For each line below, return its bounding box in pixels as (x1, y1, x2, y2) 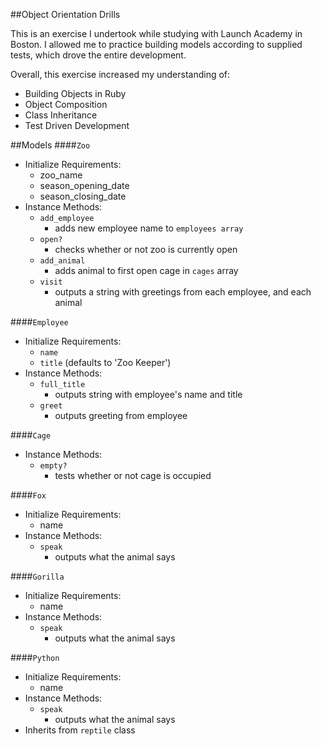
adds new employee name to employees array (54, 222, 244, 234)
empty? (39, 461, 68, 471)
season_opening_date (39, 180, 130, 191)
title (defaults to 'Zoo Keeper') (39, 357, 172, 368)
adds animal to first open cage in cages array (54, 265, 239, 276)
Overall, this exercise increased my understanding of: (10, 69, 231, 80)
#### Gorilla (10, 570, 65, 582)
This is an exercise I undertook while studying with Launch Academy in (10, 28, 303, 39)
